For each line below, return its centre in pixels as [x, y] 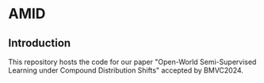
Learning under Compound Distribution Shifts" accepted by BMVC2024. [126, 70]
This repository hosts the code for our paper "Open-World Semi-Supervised [132, 62]
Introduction [40, 43]
